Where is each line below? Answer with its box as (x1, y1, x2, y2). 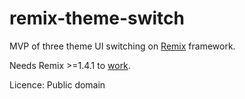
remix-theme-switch (9, 7, 185, 30)
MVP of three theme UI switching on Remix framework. (9, 40, 236, 52)
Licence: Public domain (9, 78, 106, 91)
